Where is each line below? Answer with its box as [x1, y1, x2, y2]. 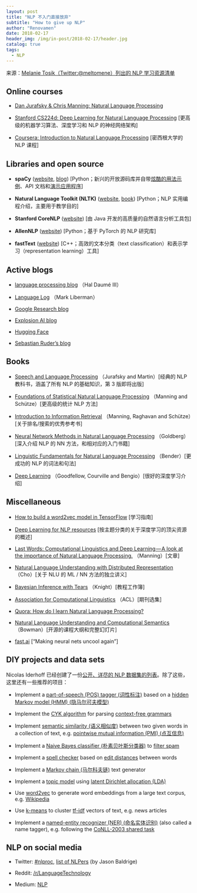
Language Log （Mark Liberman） [14, 294, 98, 301]
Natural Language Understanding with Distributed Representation [14, 564, 173, 571]
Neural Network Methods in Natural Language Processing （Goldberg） [14, 432, 189, 439]
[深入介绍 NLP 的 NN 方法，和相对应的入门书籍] [14, 439, 131, 447]
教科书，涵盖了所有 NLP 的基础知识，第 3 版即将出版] [14, 380, 144, 387]
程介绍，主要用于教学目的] [14, 202, 79, 209]
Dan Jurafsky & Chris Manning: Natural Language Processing [14, 102, 163, 109]
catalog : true [6, 42, 41, 48]
